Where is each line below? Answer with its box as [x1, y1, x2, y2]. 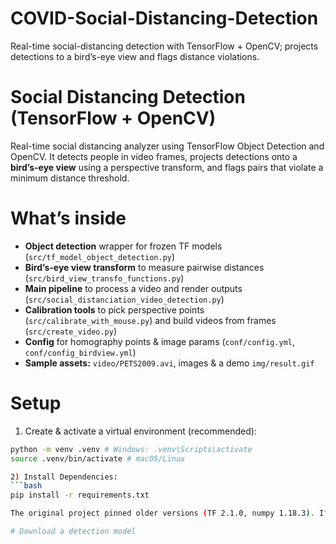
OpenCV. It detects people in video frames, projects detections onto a [10, 150, 298, 162]
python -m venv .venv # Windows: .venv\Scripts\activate [10, 444, 253, 454]
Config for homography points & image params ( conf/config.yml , [24, 335, 295, 347]
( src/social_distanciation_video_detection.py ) [24, 293, 225, 305]
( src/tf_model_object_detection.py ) [24, 250, 176, 262]
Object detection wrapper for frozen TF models [24, 240, 223, 252]
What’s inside [10, 207, 127, 230]
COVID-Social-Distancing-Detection [10, 7, 319, 30]
